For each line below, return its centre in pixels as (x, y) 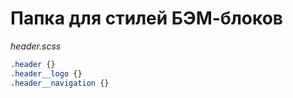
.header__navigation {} (60, 83)
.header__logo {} (46, 73)
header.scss (36, 46)
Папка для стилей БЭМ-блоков (146, 18)
